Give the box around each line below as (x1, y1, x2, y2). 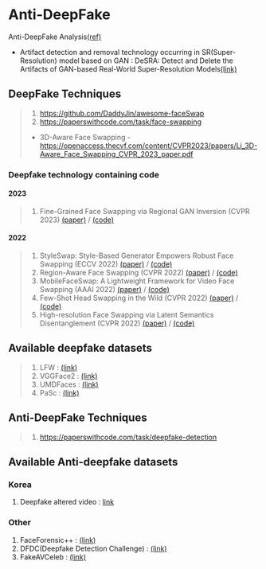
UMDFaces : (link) (39, 380, 99, 389)
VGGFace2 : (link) (39, 371, 98, 380)
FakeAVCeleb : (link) (19, 551, 86, 562)
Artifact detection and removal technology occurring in (19, 47, 201, 57)
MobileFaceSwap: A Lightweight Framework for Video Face (39, 276, 235, 286)
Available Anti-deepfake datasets (8, 455, 178, 469)
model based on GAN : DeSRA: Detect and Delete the (58, 56, 233, 65)
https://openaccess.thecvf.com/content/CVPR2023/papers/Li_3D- (39, 141, 258, 150)
